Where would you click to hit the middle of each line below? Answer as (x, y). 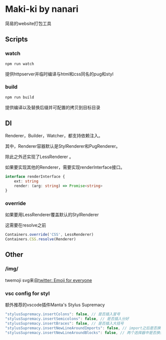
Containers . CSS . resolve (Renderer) (41, 239)
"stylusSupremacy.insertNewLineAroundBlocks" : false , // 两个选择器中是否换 (83, 333)
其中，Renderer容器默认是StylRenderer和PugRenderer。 (63, 146)
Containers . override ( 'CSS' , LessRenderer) (49, 235)
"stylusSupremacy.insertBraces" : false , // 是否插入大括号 (64, 323)
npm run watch (20, 64)
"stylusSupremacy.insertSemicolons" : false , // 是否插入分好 (67, 319)
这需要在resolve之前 (26, 225)
